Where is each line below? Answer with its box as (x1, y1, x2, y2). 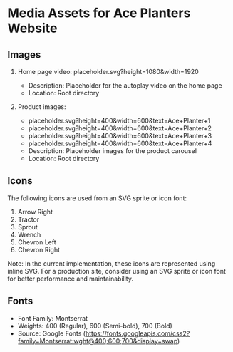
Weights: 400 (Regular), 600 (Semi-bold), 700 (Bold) (17, 321, 172, 330)
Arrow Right (17, 207, 53, 216)
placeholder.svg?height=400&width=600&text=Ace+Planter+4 (28, 139, 212, 147)
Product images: (17, 103, 66, 111)
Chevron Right (17, 245, 61, 254)
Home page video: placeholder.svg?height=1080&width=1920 (17, 68, 200, 76)
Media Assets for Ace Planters (7, 5, 191, 21)
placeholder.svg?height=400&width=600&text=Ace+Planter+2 (28, 124, 212, 133)
